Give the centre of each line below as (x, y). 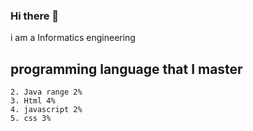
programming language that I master (126, 69)
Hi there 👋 (35, 16)
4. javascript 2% (46, 110)
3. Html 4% (33, 101)
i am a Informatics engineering (73, 38)
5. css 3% (31, 119)
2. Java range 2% (46, 92)
